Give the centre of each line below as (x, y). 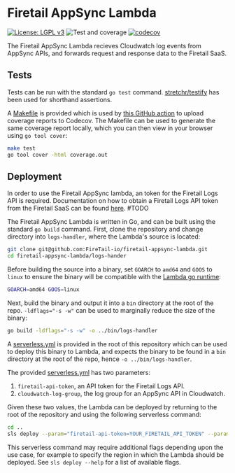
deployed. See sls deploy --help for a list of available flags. (94, 462)
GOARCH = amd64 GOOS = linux (43, 290)
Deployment (35, 176)
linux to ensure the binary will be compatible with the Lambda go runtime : (114, 277)
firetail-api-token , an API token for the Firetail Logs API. (101, 386)
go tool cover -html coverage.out (58, 155)
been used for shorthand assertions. (60, 99)
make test (22, 148)
